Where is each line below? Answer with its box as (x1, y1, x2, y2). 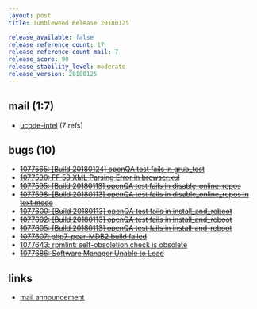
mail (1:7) (8, 100, 54, 113)
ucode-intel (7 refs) (19, 120, 83, 130)
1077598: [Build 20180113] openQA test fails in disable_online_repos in (19, 189, 250, 199)
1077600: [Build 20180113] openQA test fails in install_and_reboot (19, 207, 232, 216)
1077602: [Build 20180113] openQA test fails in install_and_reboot (19, 215, 232, 224)
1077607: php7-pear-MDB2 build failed (19, 231, 148, 242)
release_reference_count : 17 (8, 40, 105, 48)
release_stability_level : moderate (8, 63, 126, 71)
